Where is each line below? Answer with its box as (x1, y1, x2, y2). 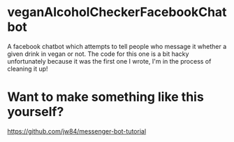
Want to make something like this (7, 89, 204, 105)
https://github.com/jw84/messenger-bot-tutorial (7, 127, 147, 135)
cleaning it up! (7, 64, 48, 73)
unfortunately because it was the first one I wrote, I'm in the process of (7, 57, 212, 65)
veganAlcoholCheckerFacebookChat (7, 4, 227, 20)
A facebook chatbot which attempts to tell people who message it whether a (7, 42, 227, 50)
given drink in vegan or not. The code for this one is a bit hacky (7, 50, 189, 58)
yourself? (7, 104, 64, 120)
